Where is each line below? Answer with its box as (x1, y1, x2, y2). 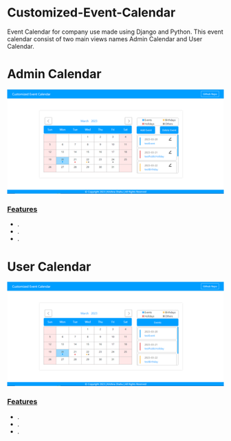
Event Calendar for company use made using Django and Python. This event (7, 27, 223, 36)
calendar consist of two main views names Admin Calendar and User (7, 34, 203, 43)
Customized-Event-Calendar (7, 5, 176, 21)
